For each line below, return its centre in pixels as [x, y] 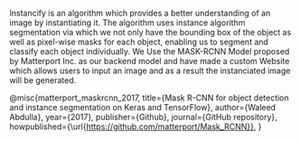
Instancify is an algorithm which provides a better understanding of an [140, 13]
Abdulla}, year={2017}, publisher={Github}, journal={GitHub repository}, [143, 117]
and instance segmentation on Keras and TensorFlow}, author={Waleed [143, 107]
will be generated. [43, 80]
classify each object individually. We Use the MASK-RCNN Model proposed [150, 52]
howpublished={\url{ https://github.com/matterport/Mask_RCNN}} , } [136, 127]
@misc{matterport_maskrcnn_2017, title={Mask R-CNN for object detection [149, 98]
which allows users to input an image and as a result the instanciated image [150, 70]
